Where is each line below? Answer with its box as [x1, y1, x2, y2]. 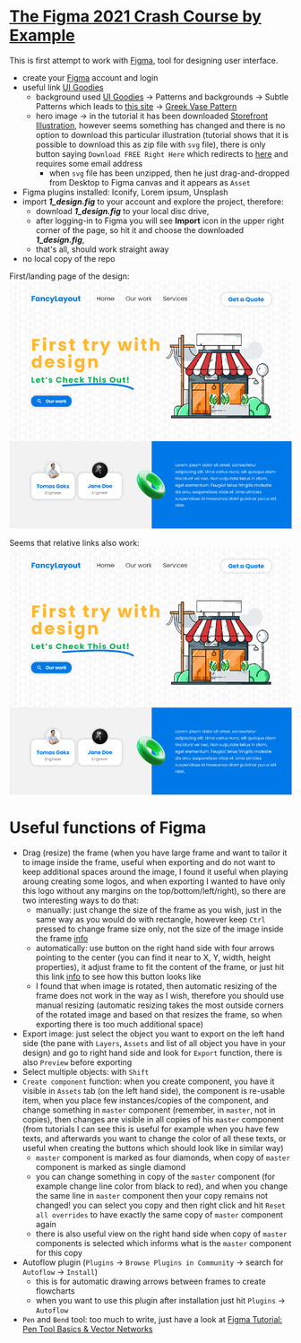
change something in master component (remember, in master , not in [21, 1105, 276, 1115]
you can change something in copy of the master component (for [35, 1172, 276, 1182]
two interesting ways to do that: [21, 895, 140, 905]
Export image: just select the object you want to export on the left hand [21, 1028, 285, 1039]
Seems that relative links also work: [9, 537, 141, 548]
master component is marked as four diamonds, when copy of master [35, 1152, 291, 1163]
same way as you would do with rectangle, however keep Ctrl [35, 914, 266, 924]
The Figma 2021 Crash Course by [9, 6, 262, 27]
